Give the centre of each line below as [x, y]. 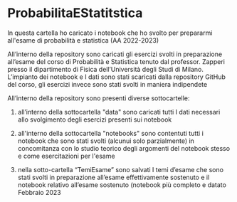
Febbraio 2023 [39, 192]
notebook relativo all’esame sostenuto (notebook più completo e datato [122, 185]
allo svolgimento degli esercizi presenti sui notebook [95, 119]
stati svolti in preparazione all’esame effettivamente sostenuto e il [114, 177]
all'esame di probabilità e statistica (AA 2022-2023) [83, 40]
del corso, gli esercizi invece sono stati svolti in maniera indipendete [107, 84]
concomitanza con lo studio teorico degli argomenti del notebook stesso [123, 148]
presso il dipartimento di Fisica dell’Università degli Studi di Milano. [106, 69]
